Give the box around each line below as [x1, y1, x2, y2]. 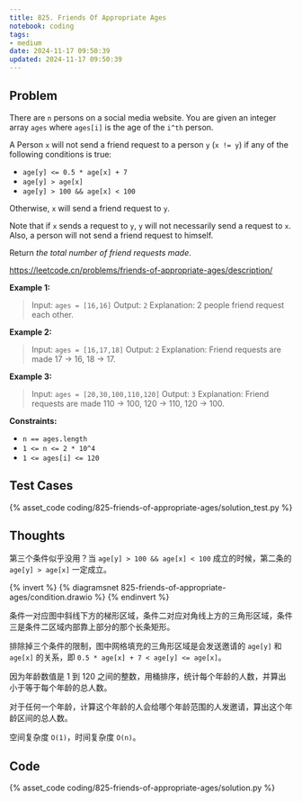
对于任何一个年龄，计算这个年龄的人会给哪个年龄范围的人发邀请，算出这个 [9, 701, 285, 712]
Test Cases [9, 478, 74, 493]
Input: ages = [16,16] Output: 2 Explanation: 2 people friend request [31, 299, 285, 311]
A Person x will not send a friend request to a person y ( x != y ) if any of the [9, 139, 289, 149]
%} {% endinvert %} [93, 591, 170, 603]
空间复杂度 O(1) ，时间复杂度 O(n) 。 [9, 732, 141, 743]
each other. [31, 309, 75, 320]
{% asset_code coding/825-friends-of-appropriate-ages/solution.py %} [9, 782, 276, 793]
